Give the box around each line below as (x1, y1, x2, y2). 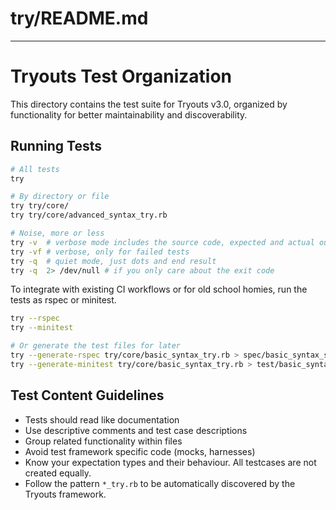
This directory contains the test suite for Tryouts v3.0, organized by (10, 98, 288, 110)
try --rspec (10, 313, 60, 324)
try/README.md (10, 7, 149, 30)
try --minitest (10, 323, 74, 333)
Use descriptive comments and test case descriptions (24, 424, 248, 436)
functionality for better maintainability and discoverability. (10, 108, 248, 121)
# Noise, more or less (10, 228, 105, 239)
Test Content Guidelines (10, 387, 165, 404)
